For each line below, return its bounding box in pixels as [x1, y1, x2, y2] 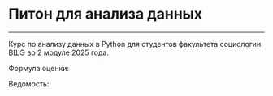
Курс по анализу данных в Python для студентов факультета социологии [8, 39, 262, 48]
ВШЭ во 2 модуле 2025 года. [8, 48, 110, 57]
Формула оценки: [8, 63, 70, 73]
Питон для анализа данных [8, 5, 203, 23]
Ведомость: [8, 78, 50, 89]
